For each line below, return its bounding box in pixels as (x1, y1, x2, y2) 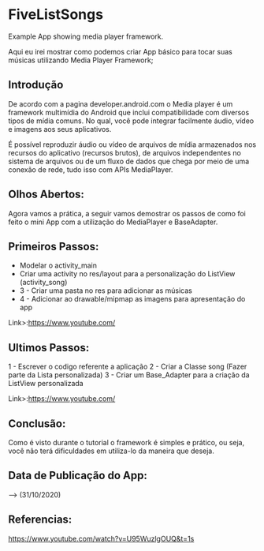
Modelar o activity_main (19, 261, 97, 270)
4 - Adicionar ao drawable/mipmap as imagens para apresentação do (19, 294, 246, 304)
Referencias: (8, 513, 73, 527)
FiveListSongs (8, 6, 104, 24)
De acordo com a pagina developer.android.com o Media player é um (8, 99, 233, 108)
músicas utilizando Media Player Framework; (8, 55, 154, 65)
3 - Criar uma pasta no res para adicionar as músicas (19, 286, 193, 295)
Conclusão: (8, 417, 66, 430)
